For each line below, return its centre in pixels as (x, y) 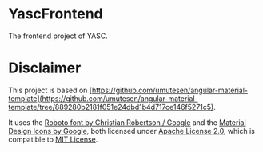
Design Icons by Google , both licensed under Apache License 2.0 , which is (132, 131)
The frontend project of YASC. (58, 36)
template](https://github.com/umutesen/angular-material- (103, 98)
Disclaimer (45, 68)
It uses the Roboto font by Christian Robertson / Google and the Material (127, 122)
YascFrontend (56, 14)
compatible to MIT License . (53, 139)
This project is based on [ (50, 90)
